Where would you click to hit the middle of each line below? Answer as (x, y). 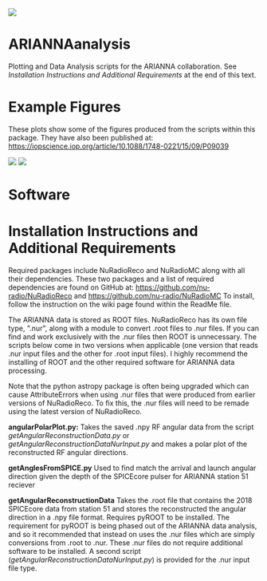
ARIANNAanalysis (70, 44)
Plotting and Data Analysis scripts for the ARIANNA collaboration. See (123, 66)
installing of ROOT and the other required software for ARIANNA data (122, 362)
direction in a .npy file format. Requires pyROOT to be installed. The (119, 517)
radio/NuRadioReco (40, 296)
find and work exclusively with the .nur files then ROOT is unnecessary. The (133, 337)
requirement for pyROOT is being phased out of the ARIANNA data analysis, (133, 526)
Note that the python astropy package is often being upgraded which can (129, 386)
